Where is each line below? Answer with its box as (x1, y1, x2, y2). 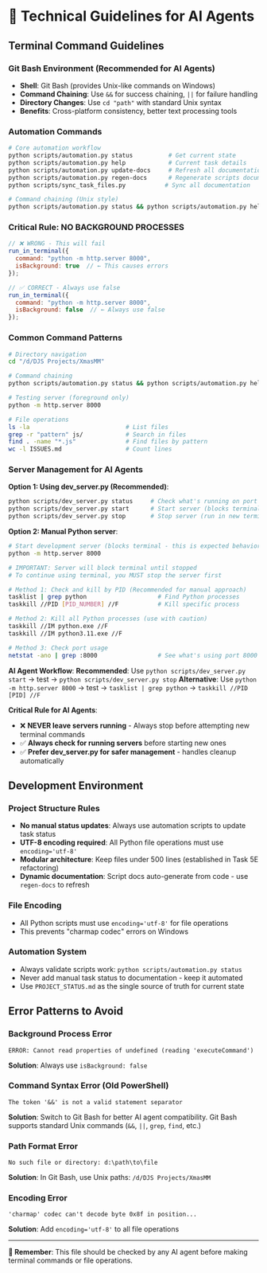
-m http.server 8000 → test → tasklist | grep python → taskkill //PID (8, 682, 249, 692)
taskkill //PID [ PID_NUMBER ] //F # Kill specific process (8, 600, 240, 608)
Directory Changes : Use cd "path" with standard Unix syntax (19, 97, 222, 107)
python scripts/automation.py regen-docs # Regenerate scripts (8, 174, 240, 182)
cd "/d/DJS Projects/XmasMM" (8, 357, 105, 365)
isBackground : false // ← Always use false (15, 306, 165, 314)
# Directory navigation (8, 350, 87, 358)
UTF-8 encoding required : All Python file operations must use (19, 838, 224, 847)
